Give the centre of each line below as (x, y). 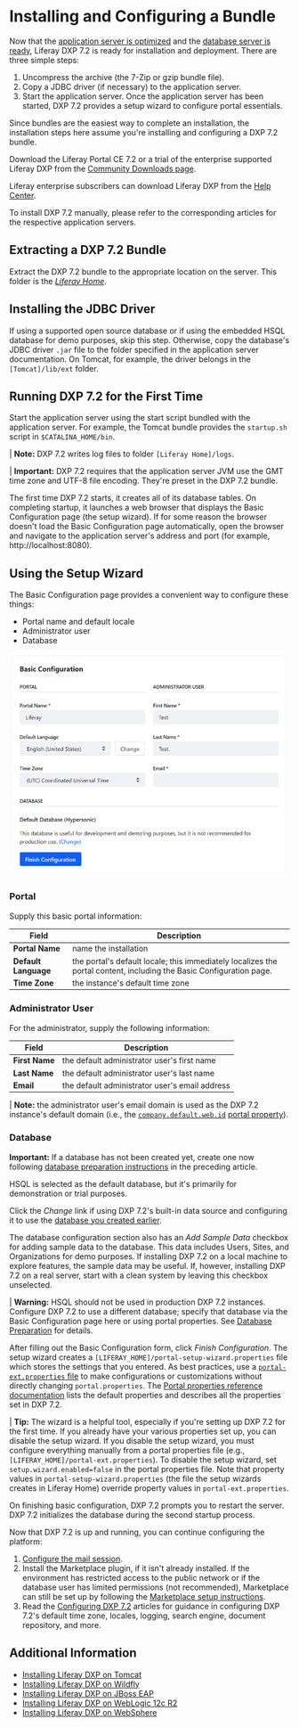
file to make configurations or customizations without (165, 1376)
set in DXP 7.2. (36, 1404)
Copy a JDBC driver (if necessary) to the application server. (132, 86)
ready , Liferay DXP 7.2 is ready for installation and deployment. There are (143, 50)
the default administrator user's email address (146, 1085)
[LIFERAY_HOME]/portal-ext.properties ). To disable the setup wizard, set (143, 1460)
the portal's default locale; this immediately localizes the (175, 961)
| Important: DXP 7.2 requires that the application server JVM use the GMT (146, 471)
